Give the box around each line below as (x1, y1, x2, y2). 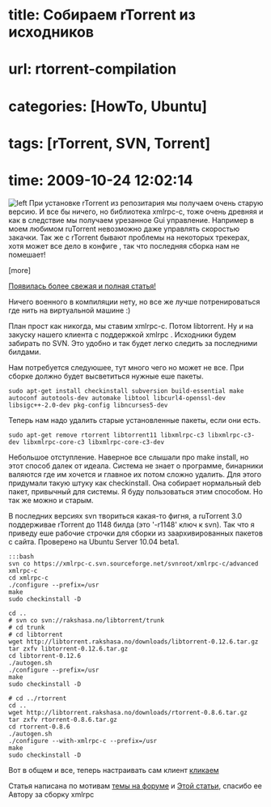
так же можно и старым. (8, 495, 95, 505)
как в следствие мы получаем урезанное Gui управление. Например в (8, 215, 255, 224)
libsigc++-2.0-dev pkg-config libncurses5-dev (8, 401, 168, 409)
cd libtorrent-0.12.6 (8, 651, 82, 660)
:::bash (8, 553, 35, 561)
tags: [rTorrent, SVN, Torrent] (8, 134, 210, 152)
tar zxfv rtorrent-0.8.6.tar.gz (8, 715, 117, 724)
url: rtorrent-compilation (8, 60, 176, 79)
